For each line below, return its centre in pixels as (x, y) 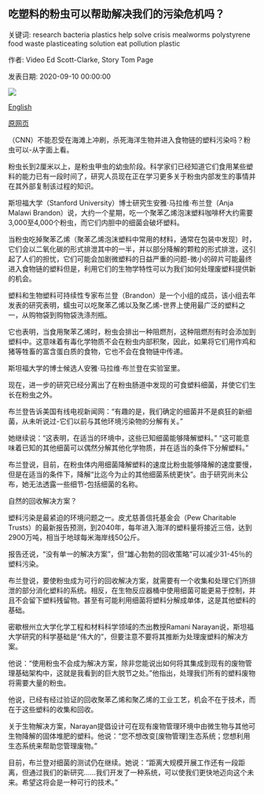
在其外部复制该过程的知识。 (53, 186)
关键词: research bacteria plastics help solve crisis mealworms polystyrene (129, 35)
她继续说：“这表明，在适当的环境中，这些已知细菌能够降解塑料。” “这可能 (126, 438)
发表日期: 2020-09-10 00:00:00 (60, 76)
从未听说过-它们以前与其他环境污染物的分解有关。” (102, 421)
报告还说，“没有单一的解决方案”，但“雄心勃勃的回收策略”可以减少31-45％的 (130, 554)
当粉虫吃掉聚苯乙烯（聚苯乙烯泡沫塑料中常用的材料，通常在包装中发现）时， (132, 239)
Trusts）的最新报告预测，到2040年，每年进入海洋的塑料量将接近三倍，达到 (130, 527)
